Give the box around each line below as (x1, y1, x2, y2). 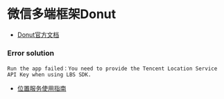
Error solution (7, 48, 55, 57)
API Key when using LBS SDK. (7, 71, 92, 78)
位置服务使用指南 (17, 84, 67, 93)
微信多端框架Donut (7, 6, 117, 22)
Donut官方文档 (17, 30, 60, 39)
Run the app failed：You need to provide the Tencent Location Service (7, 65, 218, 73)
